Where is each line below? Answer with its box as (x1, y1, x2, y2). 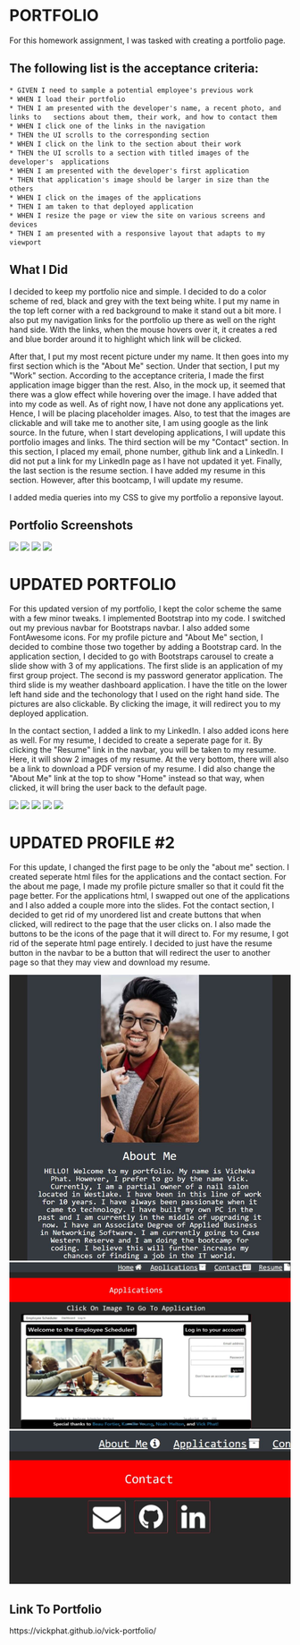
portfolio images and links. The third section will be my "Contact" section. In (9, 436, 288, 447)
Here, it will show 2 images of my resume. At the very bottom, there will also (9, 754, 289, 765)
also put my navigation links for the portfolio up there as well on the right (9, 314, 276, 325)
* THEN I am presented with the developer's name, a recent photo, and (9, 104, 281, 113)
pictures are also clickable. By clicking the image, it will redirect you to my (9, 699, 281, 710)
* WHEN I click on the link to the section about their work (9, 140, 242, 149)
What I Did (9, 262, 69, 277)
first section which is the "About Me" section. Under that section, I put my (9, 360, 279, 371)
